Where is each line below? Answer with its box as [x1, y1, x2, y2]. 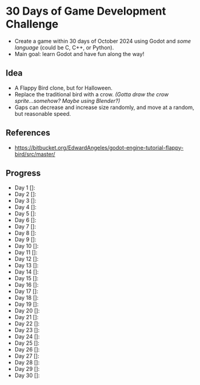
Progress [5, 168, 41, 178]
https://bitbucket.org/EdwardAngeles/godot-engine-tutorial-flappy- [14, 144, 184, 151]
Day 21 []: [14, 314, 39, 321]
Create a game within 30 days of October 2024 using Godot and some [14, 37, 191, 44]
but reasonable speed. [14, 110, 71, 117]
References [5, 128, 50, 138]
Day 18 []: [14, 294, 39, 302]
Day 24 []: [14, 333, 40, 341]
